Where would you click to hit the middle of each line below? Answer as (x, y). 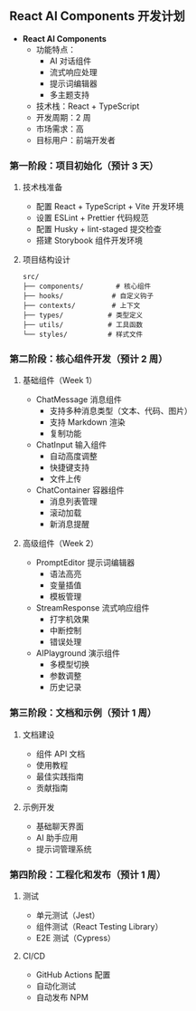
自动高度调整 (73, 457)
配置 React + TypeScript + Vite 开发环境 (110, 207)
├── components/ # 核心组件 (87, 287)
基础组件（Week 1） (60, 380)
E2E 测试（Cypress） (75, 938)
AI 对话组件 (70, 61)
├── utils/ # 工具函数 (83, 325)
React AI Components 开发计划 (97, 16)
